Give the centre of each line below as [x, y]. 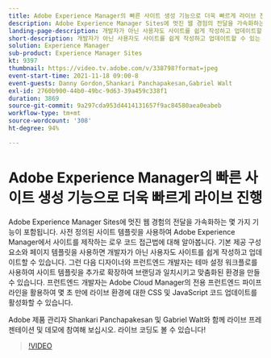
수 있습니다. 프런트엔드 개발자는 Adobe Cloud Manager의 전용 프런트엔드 [124, 282]
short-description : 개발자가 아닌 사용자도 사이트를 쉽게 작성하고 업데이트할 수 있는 [134, 38]
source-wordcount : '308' [50, 121]
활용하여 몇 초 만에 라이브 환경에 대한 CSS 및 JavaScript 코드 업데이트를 [144, 292]
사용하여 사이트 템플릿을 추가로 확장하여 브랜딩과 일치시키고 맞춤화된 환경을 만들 [134, 272]
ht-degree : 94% [34, 128]
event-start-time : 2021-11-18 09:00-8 [73, 76]
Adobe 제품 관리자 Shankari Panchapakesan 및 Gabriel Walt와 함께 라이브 [128, 319]
